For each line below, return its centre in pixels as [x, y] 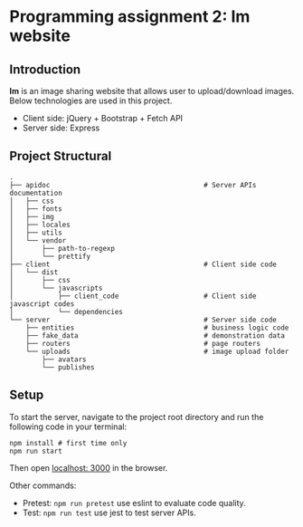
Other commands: [43, 485]
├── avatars [65, 359]
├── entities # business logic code [157, 328]
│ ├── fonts [36, 209]
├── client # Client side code [143, 264]
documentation [36, 193]
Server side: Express [61, 128]
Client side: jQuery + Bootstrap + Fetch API [103, 118]
